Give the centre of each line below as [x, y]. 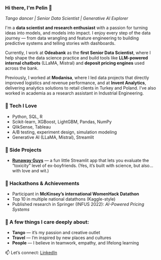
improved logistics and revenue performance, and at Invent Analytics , [76, 83]
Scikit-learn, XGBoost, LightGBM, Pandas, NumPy [62, 122]
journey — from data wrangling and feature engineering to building [72, 38]
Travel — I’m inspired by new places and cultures [62, 238]
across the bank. [22, 68]
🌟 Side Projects [23, 149]
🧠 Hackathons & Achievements [42, 183]
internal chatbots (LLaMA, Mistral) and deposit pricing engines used [75, 63]
